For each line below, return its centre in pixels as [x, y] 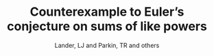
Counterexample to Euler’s [107, 12]
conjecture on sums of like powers [107, 26]
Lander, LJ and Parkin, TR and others [107, 45]
